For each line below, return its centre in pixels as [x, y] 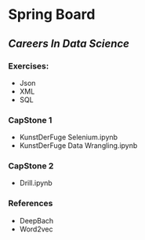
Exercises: [29, 66]
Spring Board [52, 15]
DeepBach [36, 220]
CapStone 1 [30, 120]
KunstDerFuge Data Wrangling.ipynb [78, 146]
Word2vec [36, 229]
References [31, 204]
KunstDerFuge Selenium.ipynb [69, 137]
